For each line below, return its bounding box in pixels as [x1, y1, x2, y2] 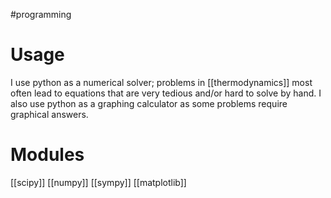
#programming [10, 9, 72, 20]
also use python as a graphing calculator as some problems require [10, 97, 288, 109]
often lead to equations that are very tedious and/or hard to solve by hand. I [10, 87, 322, 99]
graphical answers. [10, 108, 89, 120]
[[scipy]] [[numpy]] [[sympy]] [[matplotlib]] [10, 176, 187, 188]
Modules [10, 144, 85, 166]
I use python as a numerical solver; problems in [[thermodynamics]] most [10, 76, 313, 88]
